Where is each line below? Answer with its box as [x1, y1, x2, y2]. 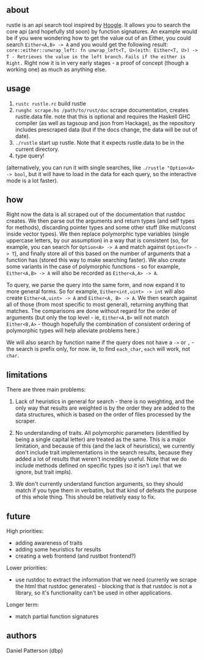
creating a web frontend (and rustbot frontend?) [15, 552, 136, 560]
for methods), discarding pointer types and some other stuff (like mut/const [6, 224, 197, 231]
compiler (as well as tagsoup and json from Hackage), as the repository [15, 119, 195, 126]
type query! [15, 152, 45, 159]
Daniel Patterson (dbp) [6, 647, 63, 654]
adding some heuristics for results [15, 546, 102, 553]
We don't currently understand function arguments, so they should [15, 480, 183, 488]
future [6, 511, 31, 521]
